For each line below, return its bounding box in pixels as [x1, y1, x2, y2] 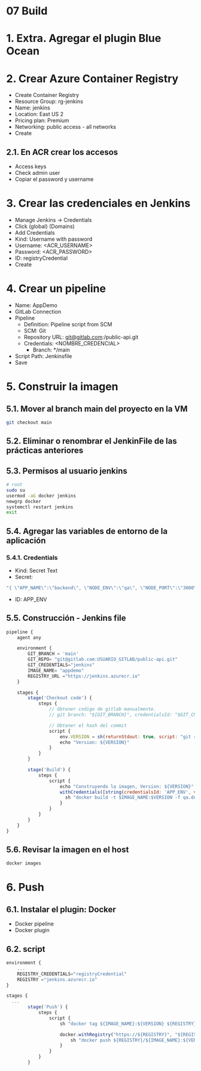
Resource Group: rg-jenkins [14, 98, 84, 105]
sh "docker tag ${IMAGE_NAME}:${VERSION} [59, 1021, 165, 1027]
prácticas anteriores [6, 445, 84, 456]
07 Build [6, 4, 48, 18]
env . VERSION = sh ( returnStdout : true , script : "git [59, 733, 191, 740]
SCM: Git [23, 327, 46, 334]
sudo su [6, 487, 26, 493]
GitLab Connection [14, 308, 62, 315]
